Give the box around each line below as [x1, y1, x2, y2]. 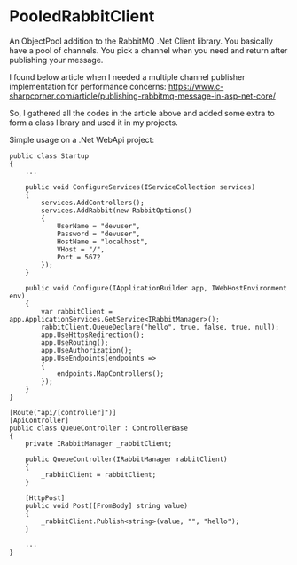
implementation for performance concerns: [9, 81, 167, 92]
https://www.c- [168, 81, 224, 92]
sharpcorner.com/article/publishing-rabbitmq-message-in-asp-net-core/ [9, 91, 277, 101]
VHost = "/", [56, 244, 105, 254]
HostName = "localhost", [56, 237, 149, 246]
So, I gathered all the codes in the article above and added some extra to [9, 107, 275, 118]
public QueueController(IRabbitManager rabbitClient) [25, 455, 228, 464]
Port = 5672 [56, 252, 101, 261]
